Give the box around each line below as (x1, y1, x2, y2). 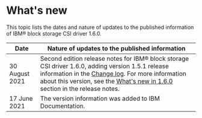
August (9, 69, 30, 78)
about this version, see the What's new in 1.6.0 (40, 76, 173, 85)
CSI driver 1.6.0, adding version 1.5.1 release (40, 61, 170, 70)
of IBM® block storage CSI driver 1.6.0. (6, 29, 102, 37)
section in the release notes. (40, 84, 120, 93)
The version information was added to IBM (40, 94, 161, 102)
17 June (9, 94, 33, 102)
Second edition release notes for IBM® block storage (40, 54, 189, 63)
